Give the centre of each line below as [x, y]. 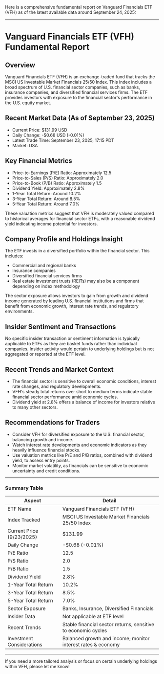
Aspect [33, 501]
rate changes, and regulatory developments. [57, 386]
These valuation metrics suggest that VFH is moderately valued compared [80, 213]
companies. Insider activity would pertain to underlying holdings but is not [80, 349]
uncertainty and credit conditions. [46, 471]
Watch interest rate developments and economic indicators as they [79, 445]
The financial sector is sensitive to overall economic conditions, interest [84, 382]
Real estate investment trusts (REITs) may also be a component [76, 281]
